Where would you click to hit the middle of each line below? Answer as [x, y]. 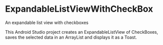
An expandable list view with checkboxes [47, 22]
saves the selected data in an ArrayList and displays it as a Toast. [71, 37]
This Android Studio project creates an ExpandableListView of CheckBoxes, [82, 32]
